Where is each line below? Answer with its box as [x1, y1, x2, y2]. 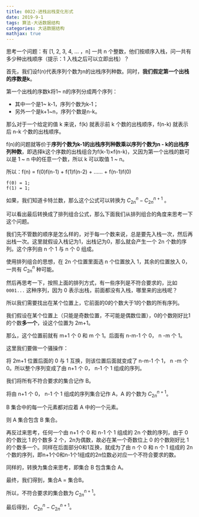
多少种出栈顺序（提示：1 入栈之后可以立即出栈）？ [6, 55, 129, 62]
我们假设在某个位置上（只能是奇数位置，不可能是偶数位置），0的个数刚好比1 [6, 312, 191, 319]
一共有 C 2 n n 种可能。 [6, 264, 57, 274]
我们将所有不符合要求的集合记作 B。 [6, 377, 95, 384]
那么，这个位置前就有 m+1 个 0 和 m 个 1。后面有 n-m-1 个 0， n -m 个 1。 [6, 332, 185, 339]
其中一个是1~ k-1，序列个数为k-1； [14, 100, 99, 108]
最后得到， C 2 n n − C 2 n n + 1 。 [6, 502, 75, 512]
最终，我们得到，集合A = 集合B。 [6, 477, 87, 484]
